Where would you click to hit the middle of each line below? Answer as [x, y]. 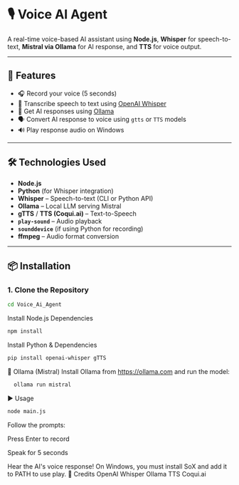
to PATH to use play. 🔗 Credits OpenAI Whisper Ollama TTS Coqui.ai [107, 474]
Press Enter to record [38, 439]
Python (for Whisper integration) [65, 191]
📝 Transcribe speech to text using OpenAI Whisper [92, 103]
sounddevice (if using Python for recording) [80, 229]
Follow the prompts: [37, 424]
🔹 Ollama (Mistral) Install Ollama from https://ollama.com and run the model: [118, 371]
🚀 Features [32, 76]
